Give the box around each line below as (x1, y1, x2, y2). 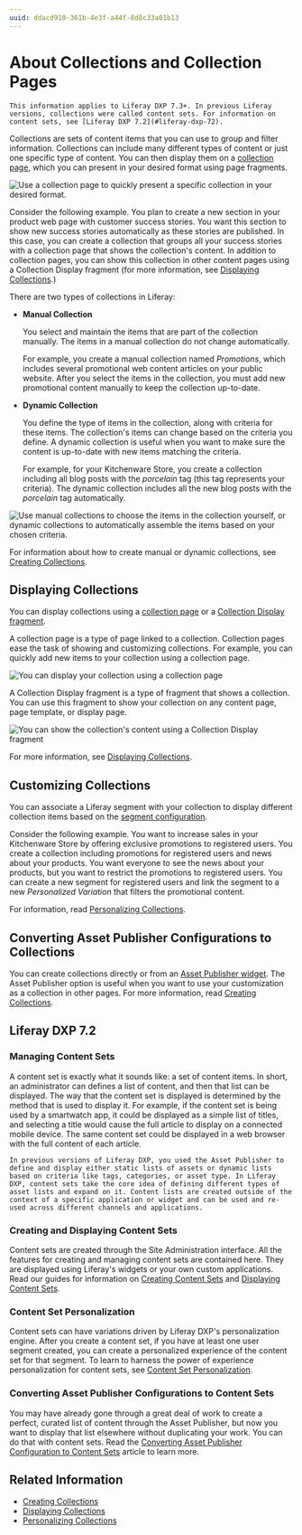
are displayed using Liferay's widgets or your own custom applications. (9, 1263, 274, 1275)
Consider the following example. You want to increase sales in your (9, 829, 259, 840)
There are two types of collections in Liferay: (9, 291, 176, 302)
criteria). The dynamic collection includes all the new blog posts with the (22, 483, 292, 494)
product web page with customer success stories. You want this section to (9, 216, 287, 227)
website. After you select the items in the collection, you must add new (22, 372, 286, 383)
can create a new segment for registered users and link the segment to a (9, 877, 279, 888)
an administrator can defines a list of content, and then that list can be (9, 1080, 270, 1091)
